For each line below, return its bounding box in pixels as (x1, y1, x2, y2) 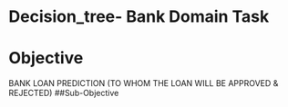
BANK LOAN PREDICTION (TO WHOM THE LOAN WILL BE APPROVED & (8, 78, 279, 89)
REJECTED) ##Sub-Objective (8, 88, 119, 99)
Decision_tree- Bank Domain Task (8, 6, 270, 27)
